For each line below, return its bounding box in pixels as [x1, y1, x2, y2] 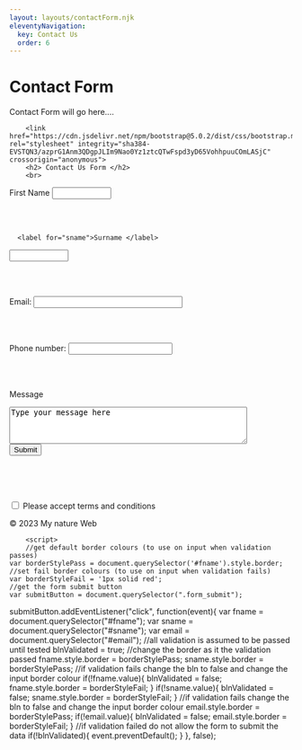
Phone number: [9, 343, 67, 354]
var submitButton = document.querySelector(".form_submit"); [9, 590, 244, 600]
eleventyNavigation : [9, 22, 87, 31]
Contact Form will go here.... [9, 107, 114, 118]
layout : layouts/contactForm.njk [9, 13, 135, 22]
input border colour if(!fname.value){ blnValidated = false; [9, 673, 223, 684]
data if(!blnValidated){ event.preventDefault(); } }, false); [9, 730, 217, 741]
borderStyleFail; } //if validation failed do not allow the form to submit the [9, 720, 279, 732]
